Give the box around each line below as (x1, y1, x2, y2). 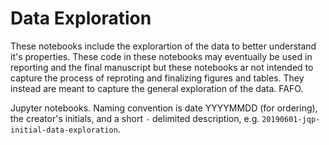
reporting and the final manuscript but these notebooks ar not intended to (10, 61, 314, 73)
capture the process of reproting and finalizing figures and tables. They (10, 72, 305, 84)
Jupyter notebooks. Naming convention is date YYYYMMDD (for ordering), (10, 102, 318, 114)
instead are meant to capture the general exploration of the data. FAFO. (10, 82, 304, 94)
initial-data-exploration (10, 125, 118, 135)
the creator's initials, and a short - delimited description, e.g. (10, 112, 260, 124)
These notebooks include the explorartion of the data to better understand (10, 40, 317, 52)
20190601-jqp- (261, 114, 321, 124)
